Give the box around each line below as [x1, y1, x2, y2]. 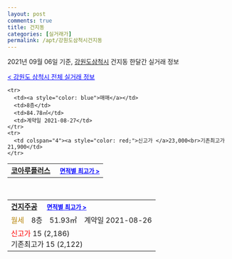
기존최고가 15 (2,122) [11, 240, 83, 250]
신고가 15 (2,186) [11, 229, 70, 239]
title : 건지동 [7, 24, 45, 31]
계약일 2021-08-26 [84, 215, 152, 225]
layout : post [7, 10, 46, 18]
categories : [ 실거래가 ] [7, 30, 73, 38]
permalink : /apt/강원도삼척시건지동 [7, 37, 103, 44]
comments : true [7, 17, 53, 24]
